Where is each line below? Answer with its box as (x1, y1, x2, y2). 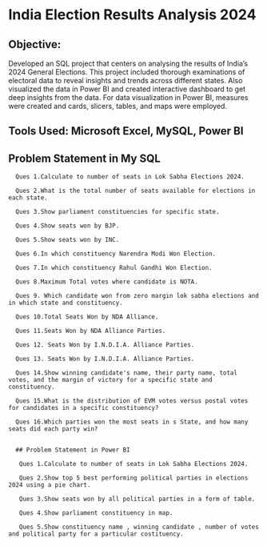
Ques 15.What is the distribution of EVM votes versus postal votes (15, 397, 249, 405)
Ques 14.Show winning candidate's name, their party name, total (15, 369, 238, 377)
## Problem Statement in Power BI (15, 446, 130, 454)
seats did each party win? (8, 425, 98, 433)
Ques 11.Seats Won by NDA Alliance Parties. (15, 327, 166, 335)
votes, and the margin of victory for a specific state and (8, 376, 213, 384)
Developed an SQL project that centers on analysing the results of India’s (8, 58, 249, 68)
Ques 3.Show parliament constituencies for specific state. (15, 208, 220, 216)
